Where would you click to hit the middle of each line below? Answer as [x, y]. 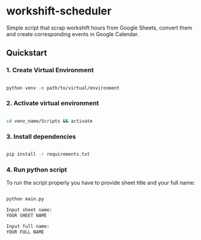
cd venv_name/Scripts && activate [50, 121]
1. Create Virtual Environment [50, 70]
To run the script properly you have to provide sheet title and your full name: [101, 183]
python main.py [25, 199]
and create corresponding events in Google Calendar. [73, 34]
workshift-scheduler [59, 11]
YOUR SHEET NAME [26, 215]
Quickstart [27, 53]
